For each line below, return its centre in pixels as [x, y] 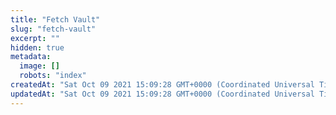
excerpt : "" [35, 38]
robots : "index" [53, 76]
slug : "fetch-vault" [53, 29]
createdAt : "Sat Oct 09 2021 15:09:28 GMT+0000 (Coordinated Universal [162, 85]
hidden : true [37, 47]
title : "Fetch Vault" [55, 19]
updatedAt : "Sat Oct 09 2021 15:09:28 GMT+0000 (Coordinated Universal [162, 94]
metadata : [31, 57]
